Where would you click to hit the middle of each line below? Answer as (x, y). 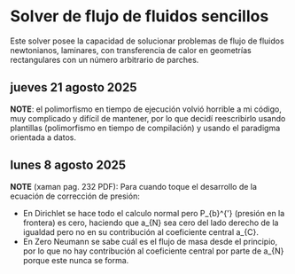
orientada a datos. (43, 137)
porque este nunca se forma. (76, 260)
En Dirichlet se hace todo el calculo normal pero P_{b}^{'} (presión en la (154, 213)
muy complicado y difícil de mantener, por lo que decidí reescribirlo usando (148, 118)
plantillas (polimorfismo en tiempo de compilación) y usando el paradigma (145, 128)
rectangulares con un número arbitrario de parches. (105, 59)
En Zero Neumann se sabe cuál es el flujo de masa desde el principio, (150, 241)
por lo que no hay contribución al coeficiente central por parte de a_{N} (153, 251)
